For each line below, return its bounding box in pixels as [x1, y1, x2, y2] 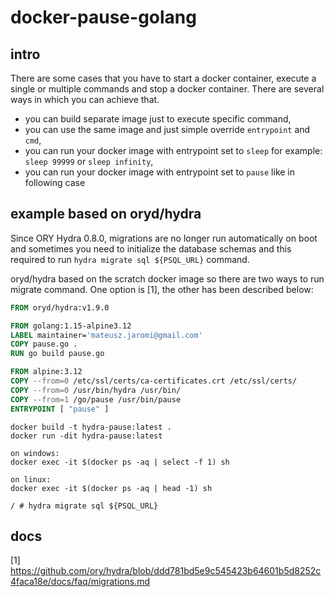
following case [24, 177, 86, 188]
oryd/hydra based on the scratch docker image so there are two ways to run [10, 272, 325, 285]
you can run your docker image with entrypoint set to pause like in [24, 166, 296, 178]
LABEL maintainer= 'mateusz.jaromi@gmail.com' [10, 330, 203, 340]
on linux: [10, 474, 52, 485]
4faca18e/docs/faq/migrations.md [10, 576, 150, 588]
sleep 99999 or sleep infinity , [24, 156, 154, 167]
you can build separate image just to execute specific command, [24, 113, 292, 125]
